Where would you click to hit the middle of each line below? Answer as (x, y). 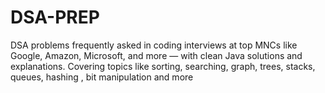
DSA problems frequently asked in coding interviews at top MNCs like (154, 45)
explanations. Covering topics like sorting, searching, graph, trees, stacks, (163, 66)
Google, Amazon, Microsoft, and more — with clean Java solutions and (156, 55)
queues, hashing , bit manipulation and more (102, 77)
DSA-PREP (55, 17)
